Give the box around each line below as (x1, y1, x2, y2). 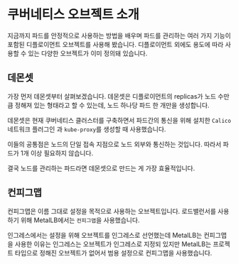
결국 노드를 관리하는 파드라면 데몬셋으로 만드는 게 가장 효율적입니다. (7, 164, 195, 172)
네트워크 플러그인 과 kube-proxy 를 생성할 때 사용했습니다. (7, 125, 166, 133)
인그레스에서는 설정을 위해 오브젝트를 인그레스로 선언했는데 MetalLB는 (7, 231, 202, 239)
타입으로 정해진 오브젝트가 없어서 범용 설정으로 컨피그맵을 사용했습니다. (14, 248, 212, 257)
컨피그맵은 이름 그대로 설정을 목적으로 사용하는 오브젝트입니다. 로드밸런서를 (7, 207, 217, 215)
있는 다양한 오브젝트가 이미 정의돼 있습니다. (28, 49, 148, 57)
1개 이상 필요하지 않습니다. (20, 148, 94, 157)
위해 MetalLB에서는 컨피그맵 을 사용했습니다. (20, 216, 140, 224)
